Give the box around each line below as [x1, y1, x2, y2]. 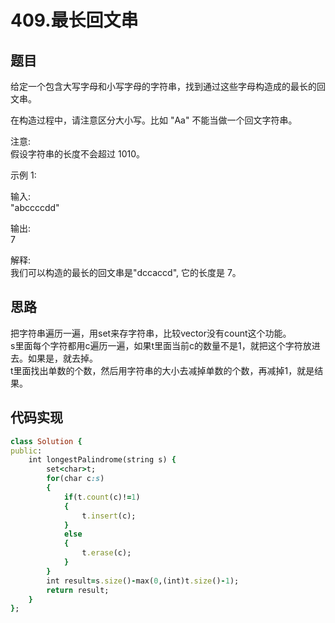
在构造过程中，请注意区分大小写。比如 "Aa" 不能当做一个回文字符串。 [10, 114, 298, 126]
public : [10, 446, 43, 456]
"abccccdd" [10, 202, 60, 213]
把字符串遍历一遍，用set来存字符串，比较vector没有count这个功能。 [10, 327, 292, 339]
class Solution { [10, 436, 83, 446]
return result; [46, 585, 110, 595]
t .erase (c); [81, 548, 132, 558]
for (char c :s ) [46, 474, 105, 484]
